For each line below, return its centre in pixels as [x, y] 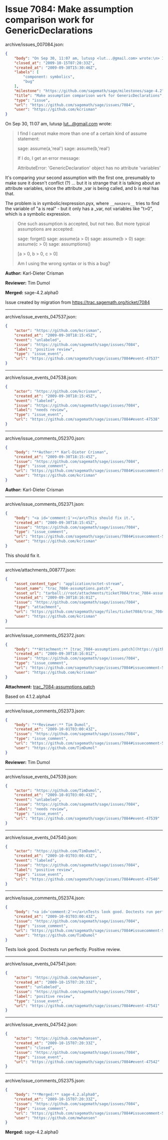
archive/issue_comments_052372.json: [45, 635]
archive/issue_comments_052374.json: [45, 898]
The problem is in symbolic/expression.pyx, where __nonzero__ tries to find [82, 204]
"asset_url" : [28, 593]
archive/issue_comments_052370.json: [45, 438]
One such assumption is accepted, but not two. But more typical [83, 224]
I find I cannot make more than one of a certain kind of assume [82, 133]
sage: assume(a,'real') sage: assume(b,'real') [63, 148]
